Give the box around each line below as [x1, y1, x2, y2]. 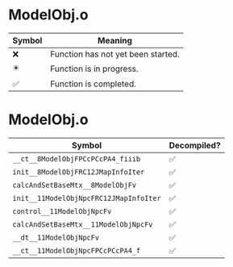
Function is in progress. [49, 63, 139, 74]
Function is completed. [49, 78, 137, 90]
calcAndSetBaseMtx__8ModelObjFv [12, 180, 137, 190]
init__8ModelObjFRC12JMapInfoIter [12, 167, 145, 177]
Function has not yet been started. [49, 48, 180, 60]
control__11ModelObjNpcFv [12, 207, 112, 215]
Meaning [98, 35, 133, 46]
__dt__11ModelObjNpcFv [12, 232, 99, 242]
